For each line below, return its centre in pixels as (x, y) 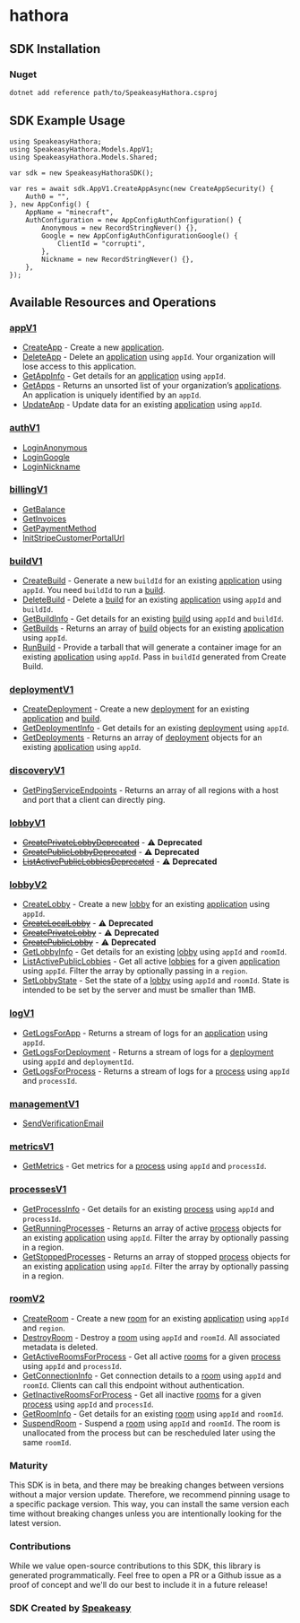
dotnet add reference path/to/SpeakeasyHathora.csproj (114, 92)
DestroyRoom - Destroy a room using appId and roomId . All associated (151, 1337)
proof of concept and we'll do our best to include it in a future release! (138, 1585)
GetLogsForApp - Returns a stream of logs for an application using (145, 1033)
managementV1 (44, 1104)
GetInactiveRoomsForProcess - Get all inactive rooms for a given (141, 1394)
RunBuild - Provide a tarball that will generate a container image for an (152, 648)
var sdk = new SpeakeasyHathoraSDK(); (81, 173)
